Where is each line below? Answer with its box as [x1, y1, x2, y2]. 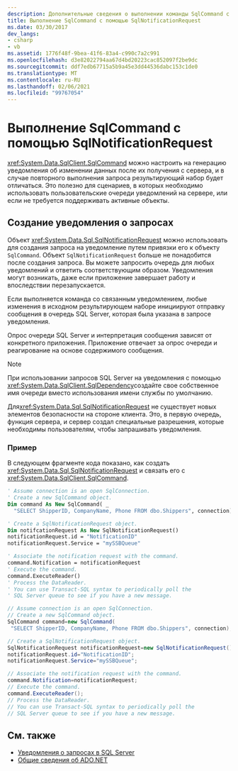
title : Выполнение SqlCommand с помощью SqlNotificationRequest [7, 17, 201, 24]
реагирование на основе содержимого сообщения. [7, 345, 164, 355]
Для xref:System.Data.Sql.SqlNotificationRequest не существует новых [7, 402, 217, 411]
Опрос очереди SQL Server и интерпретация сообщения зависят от [7, 331, 212, 339]
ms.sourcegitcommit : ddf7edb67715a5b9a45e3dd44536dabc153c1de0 [7, 63, 198, 70]
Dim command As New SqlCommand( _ [7, 501, 110, 508]
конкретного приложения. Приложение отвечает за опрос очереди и [7, 338, 217, 347]
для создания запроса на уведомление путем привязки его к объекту [7, 243, 220, 252]
